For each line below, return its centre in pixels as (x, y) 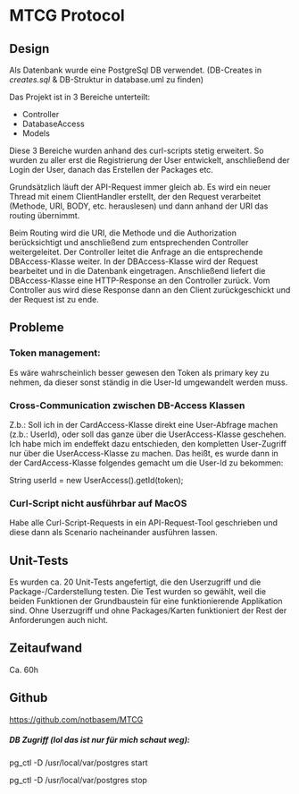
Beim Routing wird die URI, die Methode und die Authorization (123, 233)
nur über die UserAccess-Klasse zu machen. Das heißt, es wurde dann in (144, 453)
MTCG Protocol (67, 16)
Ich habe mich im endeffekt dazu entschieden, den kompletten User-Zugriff (148, 443)
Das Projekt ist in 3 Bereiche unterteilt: (80, 97)
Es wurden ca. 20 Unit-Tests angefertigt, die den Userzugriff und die (135, 582)
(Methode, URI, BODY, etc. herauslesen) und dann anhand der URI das (139, 206)
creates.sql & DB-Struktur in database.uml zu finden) (106, 80)
